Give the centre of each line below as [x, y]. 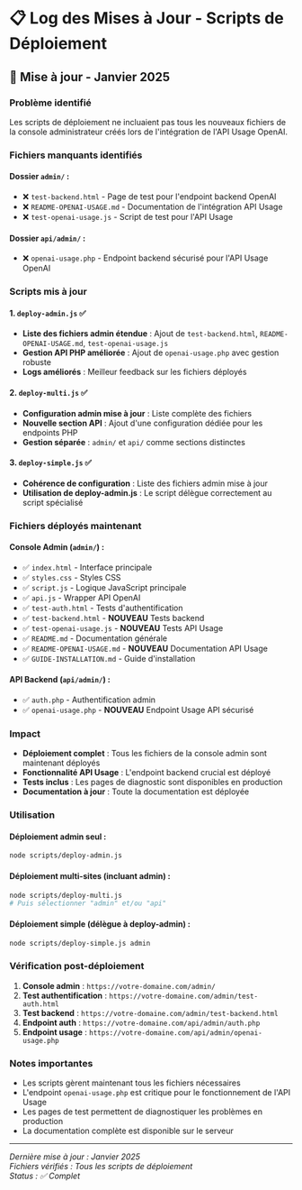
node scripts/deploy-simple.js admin [80, 943]
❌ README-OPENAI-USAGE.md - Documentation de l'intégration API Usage [152, 206]
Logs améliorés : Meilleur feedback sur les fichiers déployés [134, 372]
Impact [25, 734]
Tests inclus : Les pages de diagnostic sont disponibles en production [152, 783]
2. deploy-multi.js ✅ [49, 392]
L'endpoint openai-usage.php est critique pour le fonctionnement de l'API [156, 1092]
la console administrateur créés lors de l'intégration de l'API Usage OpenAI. [148, 132]
